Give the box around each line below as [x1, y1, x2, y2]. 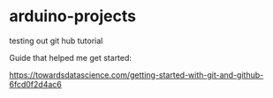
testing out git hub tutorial [9, 35, 103, 46]
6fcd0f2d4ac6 [9, 79, 62, 89]
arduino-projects [9, 6, 137, 26]
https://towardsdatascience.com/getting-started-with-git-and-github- [9, 69, 264, 80]
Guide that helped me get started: [9, 52, 133, 63]
